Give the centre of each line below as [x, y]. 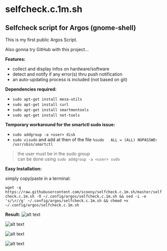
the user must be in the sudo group [53, 154]
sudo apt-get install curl [40, 105]
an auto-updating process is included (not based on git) [70, 79]
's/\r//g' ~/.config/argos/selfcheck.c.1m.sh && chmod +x [67, 201]
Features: [15, 59]
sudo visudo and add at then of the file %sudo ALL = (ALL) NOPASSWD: [85, 140]
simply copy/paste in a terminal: [38, 178]
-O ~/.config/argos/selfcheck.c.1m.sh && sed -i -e [91, 196]
